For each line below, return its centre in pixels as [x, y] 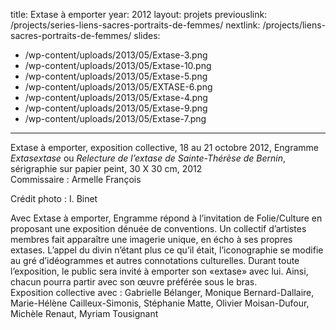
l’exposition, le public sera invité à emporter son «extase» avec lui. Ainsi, [159, 271]
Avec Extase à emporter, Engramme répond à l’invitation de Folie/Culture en [166, 218]
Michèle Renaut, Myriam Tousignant [84, 313]
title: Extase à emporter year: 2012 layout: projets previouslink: [139, 14]
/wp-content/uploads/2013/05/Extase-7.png [115, 118]
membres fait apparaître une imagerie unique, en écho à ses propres [151, 239]
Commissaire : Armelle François [76, 179]
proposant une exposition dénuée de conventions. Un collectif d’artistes [158, 228]
